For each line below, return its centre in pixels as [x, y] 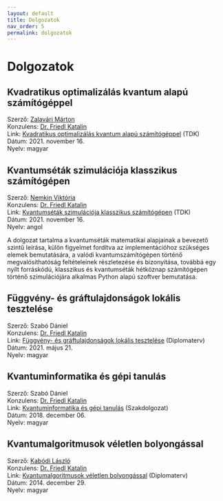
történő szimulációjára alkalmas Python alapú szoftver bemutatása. [102, 277]
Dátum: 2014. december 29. [46, 482]
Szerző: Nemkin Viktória [41, 198]
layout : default [30, 13]
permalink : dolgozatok [40, 33]
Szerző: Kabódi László [39, 460]
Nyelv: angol [25, 227]
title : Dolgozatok [33, 20]
